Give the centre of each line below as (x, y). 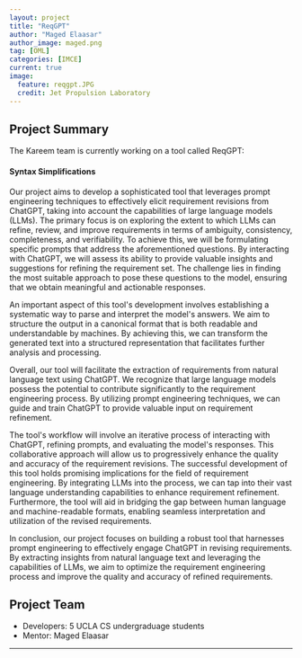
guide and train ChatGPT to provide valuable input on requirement (131, 408)
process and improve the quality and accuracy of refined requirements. (141, 576)
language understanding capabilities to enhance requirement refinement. (145, 492)
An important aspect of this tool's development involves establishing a (139, 304)
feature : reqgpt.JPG (56, 84)
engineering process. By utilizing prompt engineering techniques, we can (145, 398)
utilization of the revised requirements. (81, 520)
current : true (36, 68)
